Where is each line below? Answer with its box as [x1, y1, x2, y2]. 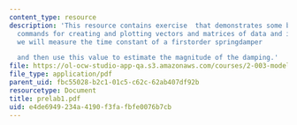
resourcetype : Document [9, 85, 97, 95]
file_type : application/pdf [9, 70, 113, 79]
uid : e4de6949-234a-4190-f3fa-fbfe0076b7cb [9, 102, 172, 111]
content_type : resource [9, 12, 97, 22]
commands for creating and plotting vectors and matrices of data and [17, 29, 283, 38]
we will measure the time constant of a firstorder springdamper [17, 37, 263, 47]
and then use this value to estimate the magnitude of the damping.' [17, 54, 278, 62]
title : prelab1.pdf [9, 94, 81, 103]
